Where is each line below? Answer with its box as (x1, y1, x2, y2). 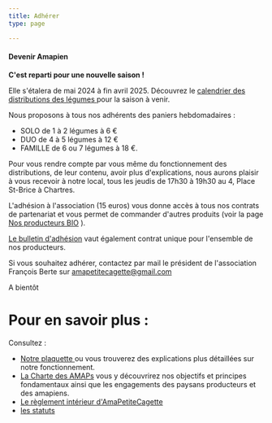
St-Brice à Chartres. (8, 185, 76, 194)
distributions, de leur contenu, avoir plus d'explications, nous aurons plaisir (8, 168, 260, 177)
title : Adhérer (8, 11, 60, 20)
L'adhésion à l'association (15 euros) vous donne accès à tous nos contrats (8, 200, 260, 210)
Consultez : (8, 338, 47, 347)
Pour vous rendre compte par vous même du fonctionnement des (8, 159, 227, 168)
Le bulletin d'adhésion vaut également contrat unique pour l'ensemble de (8, 233, 253, 243)
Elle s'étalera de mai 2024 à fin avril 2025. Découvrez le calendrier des (8, 85, 246, 95)
